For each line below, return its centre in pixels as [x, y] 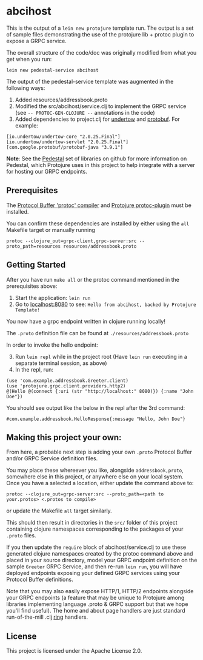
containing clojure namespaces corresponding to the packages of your [95, 529]
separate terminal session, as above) [61, 363]
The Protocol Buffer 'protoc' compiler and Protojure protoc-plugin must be [99, 205]
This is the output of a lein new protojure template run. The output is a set [100, 28]
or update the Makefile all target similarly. [59, 511]
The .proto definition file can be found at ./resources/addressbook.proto [98, 333]
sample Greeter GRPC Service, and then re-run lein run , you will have [95, 566]
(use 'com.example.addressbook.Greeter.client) [68, 381]
